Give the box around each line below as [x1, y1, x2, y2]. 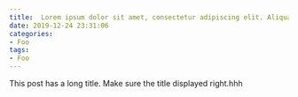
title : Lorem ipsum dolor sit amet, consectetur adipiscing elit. [9, 12, 264, 22]
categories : [9, 29, 53, 38]
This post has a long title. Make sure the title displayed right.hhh [9, 78, 243, 88]
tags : [9, 46, 29, 55]
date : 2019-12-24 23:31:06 [9, 21, 109, 30]
